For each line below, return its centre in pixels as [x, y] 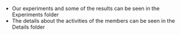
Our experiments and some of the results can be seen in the [86, 8]
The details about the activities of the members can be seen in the [93, 21]
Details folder [28, 27]
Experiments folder [35, 15]
